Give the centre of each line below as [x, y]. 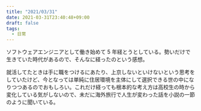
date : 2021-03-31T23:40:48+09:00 [48, 17]
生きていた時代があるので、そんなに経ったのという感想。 [77, 59]
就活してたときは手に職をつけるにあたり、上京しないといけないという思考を [101, 72]
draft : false [22, 23]
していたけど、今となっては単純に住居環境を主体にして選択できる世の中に [97, 80]
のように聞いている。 [32, 102]
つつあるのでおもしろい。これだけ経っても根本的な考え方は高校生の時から [103, 87]
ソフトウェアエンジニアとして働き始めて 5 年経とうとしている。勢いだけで [98, 52]
